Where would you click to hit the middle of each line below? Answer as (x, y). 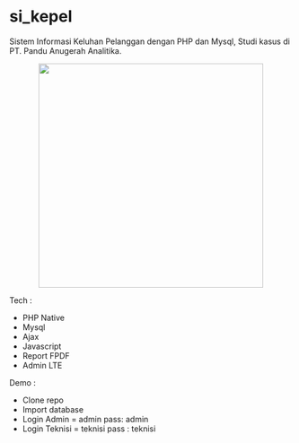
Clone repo (43, 400)
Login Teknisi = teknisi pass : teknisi (89, 429)
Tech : (21, 300)
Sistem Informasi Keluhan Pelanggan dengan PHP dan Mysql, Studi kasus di (149, 41)
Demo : (22, 382)
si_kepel (41, 17)
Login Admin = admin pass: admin (85, 419)
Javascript (42, 346)
